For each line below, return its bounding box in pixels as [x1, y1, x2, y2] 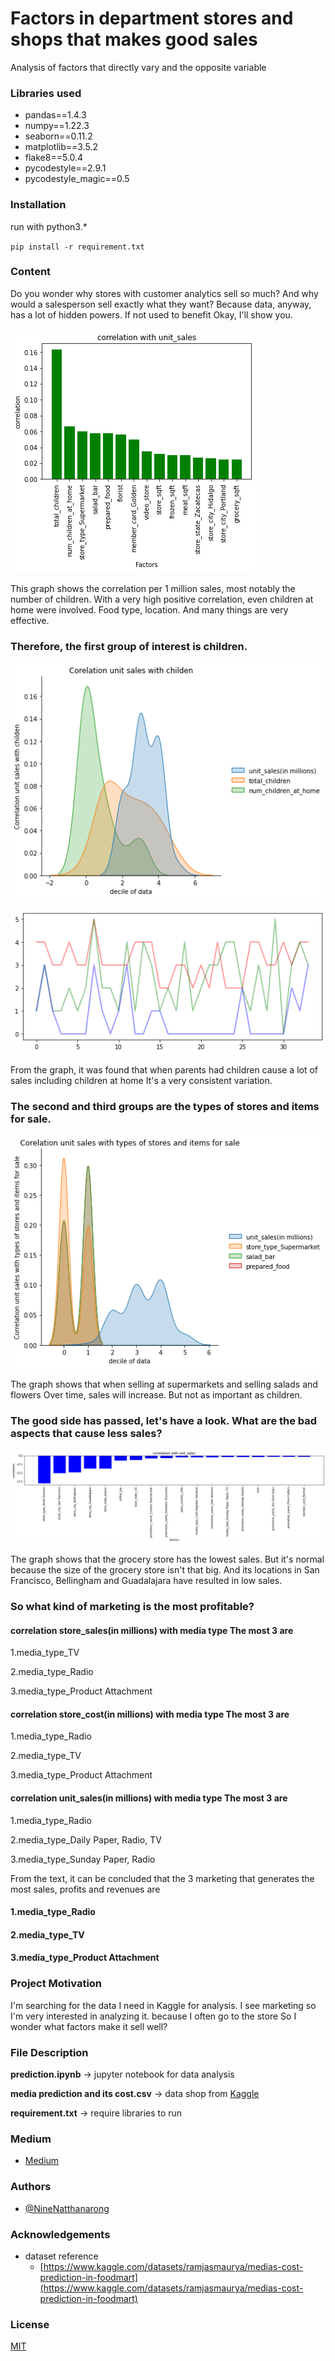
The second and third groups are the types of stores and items [10, 1099, 320, 1113]
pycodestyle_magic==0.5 [24, 173, 130, 185]
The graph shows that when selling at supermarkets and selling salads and [10, 1378, 318, 1391]
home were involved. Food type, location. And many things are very [10, 603, 289, 616]
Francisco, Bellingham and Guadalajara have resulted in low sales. [10, 1575, 283, 1587]
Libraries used [10, 86, 82, 100]
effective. [10, 614, 50, 626]
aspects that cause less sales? [10, 1427, 163, 1441]
